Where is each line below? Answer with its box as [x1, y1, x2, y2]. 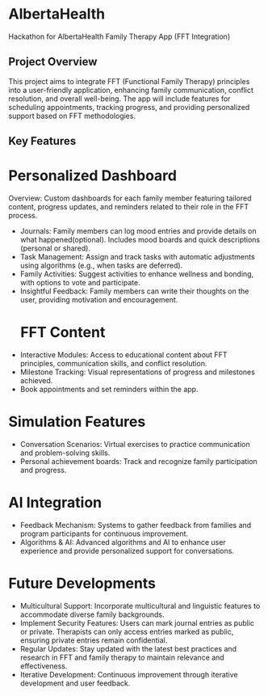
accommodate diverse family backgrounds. [19, 610, 165, 619]
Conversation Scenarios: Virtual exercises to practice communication [19, 439, 250, 449]
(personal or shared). [19, 243, 91, 253]
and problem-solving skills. [19, 448, 111, 458]
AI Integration [8, 494, 103, 512]
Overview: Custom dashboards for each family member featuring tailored [8, 193, 252, 203]
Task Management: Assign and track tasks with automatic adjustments [19, 252, 256, 262]
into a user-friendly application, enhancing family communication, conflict [8, 85, 254, 95]
